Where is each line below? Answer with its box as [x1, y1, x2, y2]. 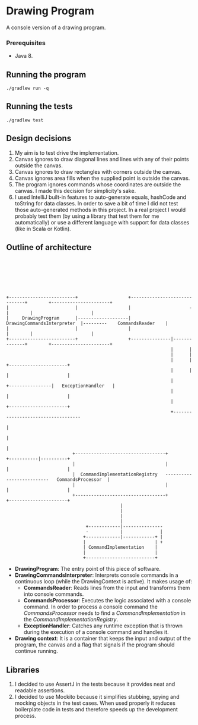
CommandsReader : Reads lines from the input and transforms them [23, 585, 190, 592]
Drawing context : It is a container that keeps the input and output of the [14, 635, 191, 642]
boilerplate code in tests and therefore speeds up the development [14, 706, 178, 713]
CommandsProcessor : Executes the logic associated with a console [23, 597, 191, 604]
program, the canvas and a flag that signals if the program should [14, 641, 175, 648]
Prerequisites [6, 39, 46, 47]
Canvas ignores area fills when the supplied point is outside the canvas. [14, 174, 190, 182]
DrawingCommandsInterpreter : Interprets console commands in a [14, 571, 179, 579]
